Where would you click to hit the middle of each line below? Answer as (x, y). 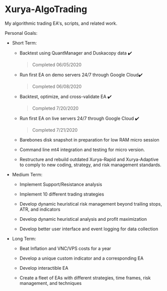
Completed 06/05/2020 (57, 65)
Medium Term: (27, 174)
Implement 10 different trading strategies (62, 194)
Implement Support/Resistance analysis (61, 184)
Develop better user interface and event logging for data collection (89, 229)
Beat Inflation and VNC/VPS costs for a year (65, 248)
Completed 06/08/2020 (57, 86)
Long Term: (24, 238)
